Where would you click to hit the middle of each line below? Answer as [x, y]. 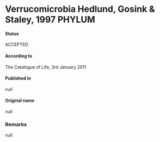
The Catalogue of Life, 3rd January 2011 [46, 67]
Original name [20, 100]
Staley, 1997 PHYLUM [50, 20]
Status [12, 34]
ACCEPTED [17, 45]
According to [19, 56]
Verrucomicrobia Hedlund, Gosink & [80, 9]
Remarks [16, 124]
